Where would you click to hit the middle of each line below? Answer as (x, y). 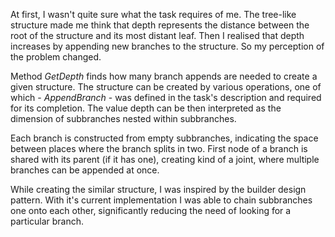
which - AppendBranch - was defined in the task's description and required (166, 97)
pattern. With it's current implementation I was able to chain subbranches (161, 200)
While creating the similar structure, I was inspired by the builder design (158, 189)
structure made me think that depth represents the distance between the (160, 25)
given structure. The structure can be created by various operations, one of (166, 87)
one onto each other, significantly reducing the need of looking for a (151, 210)
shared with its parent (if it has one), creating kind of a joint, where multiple (165, 159)
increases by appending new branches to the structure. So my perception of (167, 46)
